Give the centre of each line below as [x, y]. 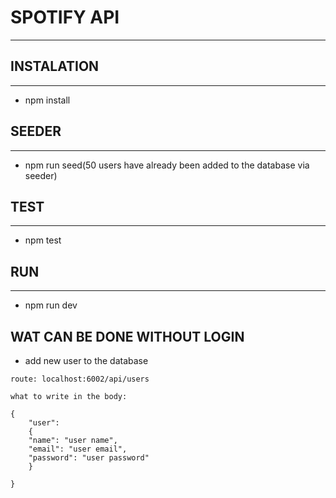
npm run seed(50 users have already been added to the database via [167, 165]
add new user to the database [86, 360]
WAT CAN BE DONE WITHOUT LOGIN [127, 336]
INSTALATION [55, 66]
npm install [47, 100]
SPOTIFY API [65, 17]
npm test [43, 240]
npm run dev [51, 305]
